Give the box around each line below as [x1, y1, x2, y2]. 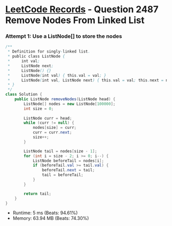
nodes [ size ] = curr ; [32, 125, 77, 130]
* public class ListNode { [7, 54, 66, 59]
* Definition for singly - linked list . [7, 49, 91, 54]
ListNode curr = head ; [24, 116, 72, 121]
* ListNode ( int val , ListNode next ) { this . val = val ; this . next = [7, 78, 164, 83]
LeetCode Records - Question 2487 [5, 4, 159, 15]
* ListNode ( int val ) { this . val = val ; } [7, 73, 106, 78]
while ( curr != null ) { [24, 120, 74, 126]
